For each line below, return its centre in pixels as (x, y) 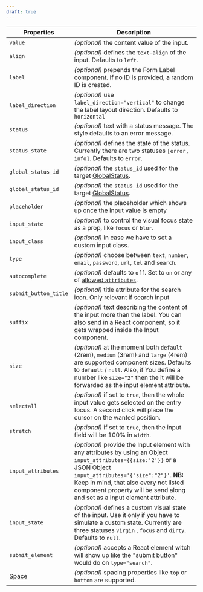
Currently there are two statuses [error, (131, 151)
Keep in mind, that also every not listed (129, 483)
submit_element (31, 555)
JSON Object (93, 467)
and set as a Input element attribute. (125, 498)
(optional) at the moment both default (128, 347)
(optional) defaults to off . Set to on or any (133, 272)
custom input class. (101, 245)
